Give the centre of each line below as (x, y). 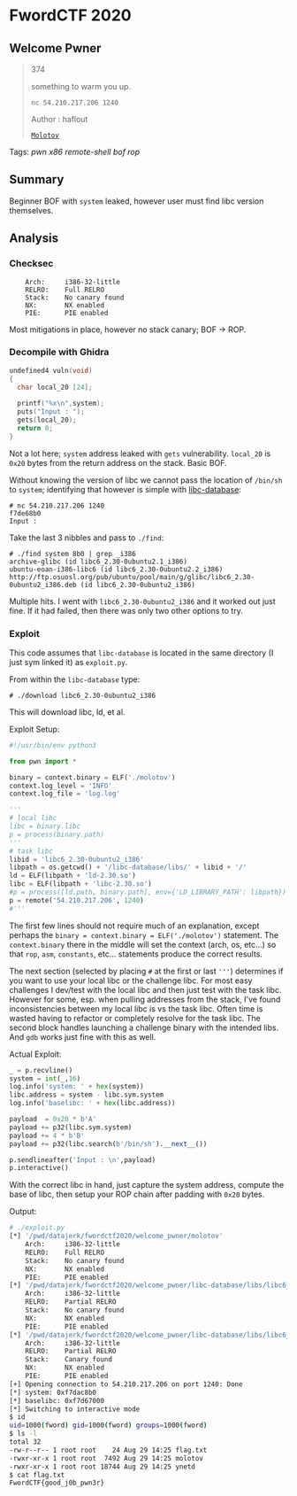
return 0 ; (35, 428)
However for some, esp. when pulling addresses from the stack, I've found (145, 999)
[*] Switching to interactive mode (75, 1409)
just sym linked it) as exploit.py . (69, 662)
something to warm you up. (80, 86)
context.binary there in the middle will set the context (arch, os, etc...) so (143, 944)
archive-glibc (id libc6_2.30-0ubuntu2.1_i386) (99, 562)
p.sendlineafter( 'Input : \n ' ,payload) (83, 1160)
